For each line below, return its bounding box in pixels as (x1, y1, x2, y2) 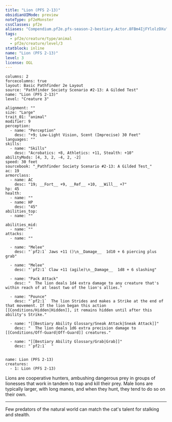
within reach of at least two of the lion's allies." (5, 285, 123, 291)
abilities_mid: (5, 222, 38, 227)
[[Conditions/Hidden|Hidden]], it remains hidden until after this (5, 308, 153, 313)
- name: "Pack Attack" (10, 276, 58, 281)
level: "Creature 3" (5, 97, 50, 102)
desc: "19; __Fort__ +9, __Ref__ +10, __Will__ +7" (14, 182, 127, 187)
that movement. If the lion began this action (5, 303, 106, 309)
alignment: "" (5, 106, 36, 111)
